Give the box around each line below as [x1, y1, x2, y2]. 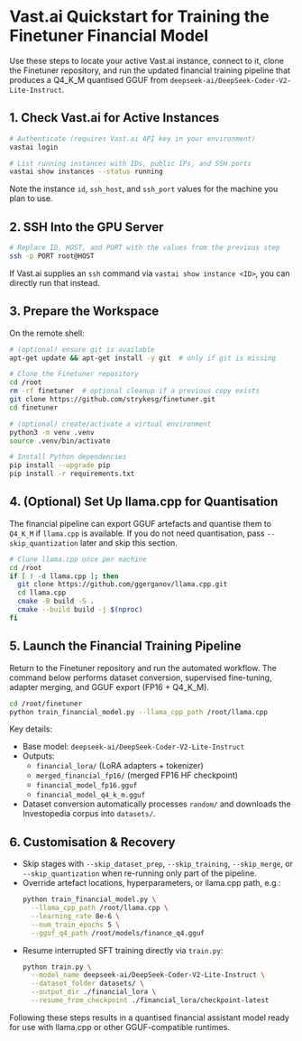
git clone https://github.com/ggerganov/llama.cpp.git [17, 580, 228, 589]
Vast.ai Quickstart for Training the [9, 6, 270, 27]
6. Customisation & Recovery [9, 834, 176, 850]
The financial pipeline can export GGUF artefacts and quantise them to [9, 518, 272, 529]
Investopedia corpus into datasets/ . [22, 808, 156, 819]
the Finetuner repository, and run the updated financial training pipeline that [9, 65, 291, 76]
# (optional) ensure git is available [9, 345, 155, 354]
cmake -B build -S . [17, 597, 95, 606]
